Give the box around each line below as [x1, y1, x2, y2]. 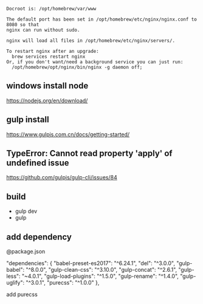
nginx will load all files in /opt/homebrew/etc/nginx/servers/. [6, 38, 175, 44]
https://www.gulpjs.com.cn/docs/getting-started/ [6, 131, 130, 138]
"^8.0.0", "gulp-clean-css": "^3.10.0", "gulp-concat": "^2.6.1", [26, 266, 177, 274]
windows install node [6, 81, 89, 91]
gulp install [6, 114, 50, 125]
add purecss [6, 291, 38, 298]
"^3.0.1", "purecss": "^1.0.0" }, [26, 279, 100, 286]
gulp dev [15, 207, 38, 215]
